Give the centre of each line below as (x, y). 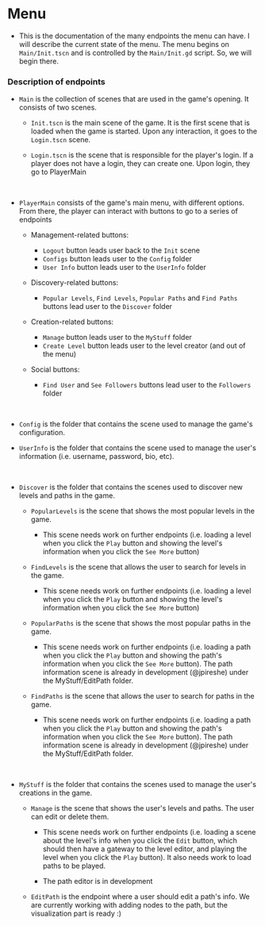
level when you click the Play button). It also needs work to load (147, 858)
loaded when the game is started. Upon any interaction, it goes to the (144, 131)
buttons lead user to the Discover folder (107, 307)
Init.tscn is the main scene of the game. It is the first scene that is (140, 123)
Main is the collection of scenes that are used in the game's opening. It (134, 99)
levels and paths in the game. (67, 496)
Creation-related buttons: (72, 322)
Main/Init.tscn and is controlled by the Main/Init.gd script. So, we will (135, 52)
